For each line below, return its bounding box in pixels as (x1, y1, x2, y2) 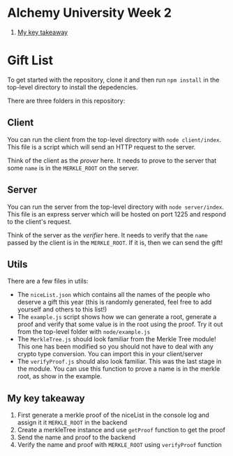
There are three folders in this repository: (7, 96, 126, 105)
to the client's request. (7, 217, 72, 226)
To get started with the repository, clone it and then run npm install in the (7, 75, 220, 84)
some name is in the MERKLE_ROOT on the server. (7, 163, 140, 172)
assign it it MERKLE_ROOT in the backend (17, 418, 128, 427)
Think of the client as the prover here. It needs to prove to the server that (7, 156, 217, 165)
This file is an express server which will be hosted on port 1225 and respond (7, 209, 227, 218)
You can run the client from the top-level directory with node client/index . (7, 135, 222, 144)
